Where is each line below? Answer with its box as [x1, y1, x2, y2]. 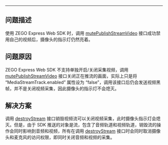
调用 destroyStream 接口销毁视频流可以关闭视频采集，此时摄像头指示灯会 [5, 115, 156, 121]
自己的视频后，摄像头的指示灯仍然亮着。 [9, 36, 93, 42]
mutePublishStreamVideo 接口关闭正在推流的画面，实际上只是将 [5, 73, 137, 79]
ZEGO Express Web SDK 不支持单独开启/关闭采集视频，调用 [5, 66, 129, 72]
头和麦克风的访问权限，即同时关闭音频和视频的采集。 [5, 134, 115, 140]
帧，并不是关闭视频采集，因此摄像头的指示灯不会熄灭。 [5, 85, 119, 91]
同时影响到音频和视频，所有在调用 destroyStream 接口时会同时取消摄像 [13, 128, 161, 134]
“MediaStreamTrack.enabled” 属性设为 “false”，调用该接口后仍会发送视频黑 [5, 79, 161, 85]
